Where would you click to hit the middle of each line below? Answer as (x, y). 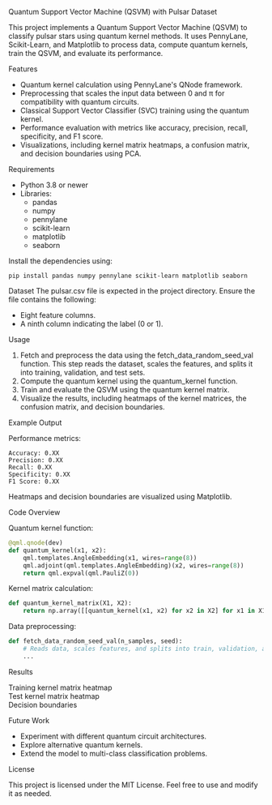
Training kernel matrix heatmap (60, 687)
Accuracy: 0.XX (34, 453)
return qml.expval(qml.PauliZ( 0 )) (81, 573)
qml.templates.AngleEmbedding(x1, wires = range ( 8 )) (110, 558)
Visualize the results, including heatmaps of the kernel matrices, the (133, 398)
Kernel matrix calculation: (51, 589)
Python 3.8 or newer (54, 185)
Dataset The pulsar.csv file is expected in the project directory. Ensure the (132, 291)
